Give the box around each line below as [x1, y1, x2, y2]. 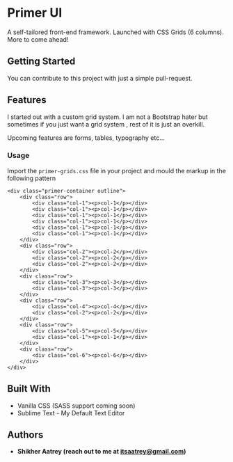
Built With [7, 383, 51, 395]
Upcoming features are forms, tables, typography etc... [7, 134, 165, 142]
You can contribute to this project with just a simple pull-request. [7, 74, 193, 82]
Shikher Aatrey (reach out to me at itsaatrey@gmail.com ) [17, 447, 186, 456]
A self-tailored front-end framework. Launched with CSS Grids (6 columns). [7, 28, 225, 36]
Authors [7, 429, 44, 441]
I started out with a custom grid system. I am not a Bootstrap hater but [7, 113, 209, 121]
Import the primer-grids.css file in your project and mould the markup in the [7, 166, 226, 175]
